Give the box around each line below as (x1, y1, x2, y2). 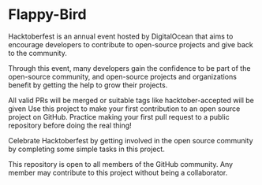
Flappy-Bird (8, 6, 87, 24)
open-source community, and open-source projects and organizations (8, 72, 237, 81)
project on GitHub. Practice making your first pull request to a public (8, 112, 230, 121)
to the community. (8, 48, 67, 57)
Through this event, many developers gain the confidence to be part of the (8, 63, 251, 72)
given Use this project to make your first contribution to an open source (8, 104, 241, 113)
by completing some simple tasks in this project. (8, 144, 166, 154)
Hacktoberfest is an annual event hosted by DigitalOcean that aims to (8, 31, 234, 41)
